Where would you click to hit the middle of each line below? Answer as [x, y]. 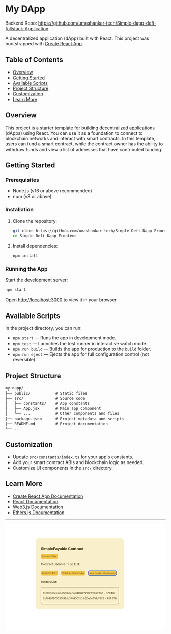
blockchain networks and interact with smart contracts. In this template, [80, 138]
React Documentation [35, 501]
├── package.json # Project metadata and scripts [65, 419]
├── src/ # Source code [45, 398]
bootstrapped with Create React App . [44, 43]
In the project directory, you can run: [44, 328]
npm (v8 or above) [32, 197]
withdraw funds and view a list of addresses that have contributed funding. [84, 149]
